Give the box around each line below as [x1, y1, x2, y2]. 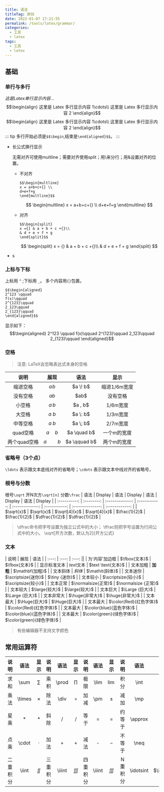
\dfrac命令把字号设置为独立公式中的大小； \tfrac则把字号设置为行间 [17, 524, 153, 530]
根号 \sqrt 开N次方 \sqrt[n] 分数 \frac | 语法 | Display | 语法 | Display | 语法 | [5, 492, 157, 498]
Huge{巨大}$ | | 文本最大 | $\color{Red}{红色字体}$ [55, 599, 159, 604]
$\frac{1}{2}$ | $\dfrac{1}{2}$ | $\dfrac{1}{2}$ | [5, 514, 101, 520]
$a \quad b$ [66, 429, 95, 436]
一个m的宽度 [102, 429, 132, 436]
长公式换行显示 [12, 144, 42, 150]
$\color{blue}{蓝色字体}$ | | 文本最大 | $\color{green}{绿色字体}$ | [5, 611, 139, 617]
